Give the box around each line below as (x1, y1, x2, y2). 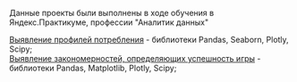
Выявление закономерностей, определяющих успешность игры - (9, 53, 261, 63)
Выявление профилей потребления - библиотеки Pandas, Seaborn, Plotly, (9, 35, 289, 45)
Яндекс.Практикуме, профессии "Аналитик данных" (9, 17, 208, 28)
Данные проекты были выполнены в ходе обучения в (9, 8, 215, 18)
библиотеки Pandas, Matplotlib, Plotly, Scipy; (9, 62, 177, 73)
